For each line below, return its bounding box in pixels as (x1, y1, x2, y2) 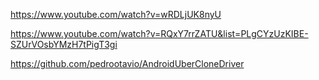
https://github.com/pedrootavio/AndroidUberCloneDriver (10, 58, 245, 69)
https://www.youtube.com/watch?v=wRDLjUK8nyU (10, 9, 222, 20)
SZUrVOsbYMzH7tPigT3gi (10, 39, 118, 50)
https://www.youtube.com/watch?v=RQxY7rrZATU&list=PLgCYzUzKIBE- (10, 28, 309, 39)
